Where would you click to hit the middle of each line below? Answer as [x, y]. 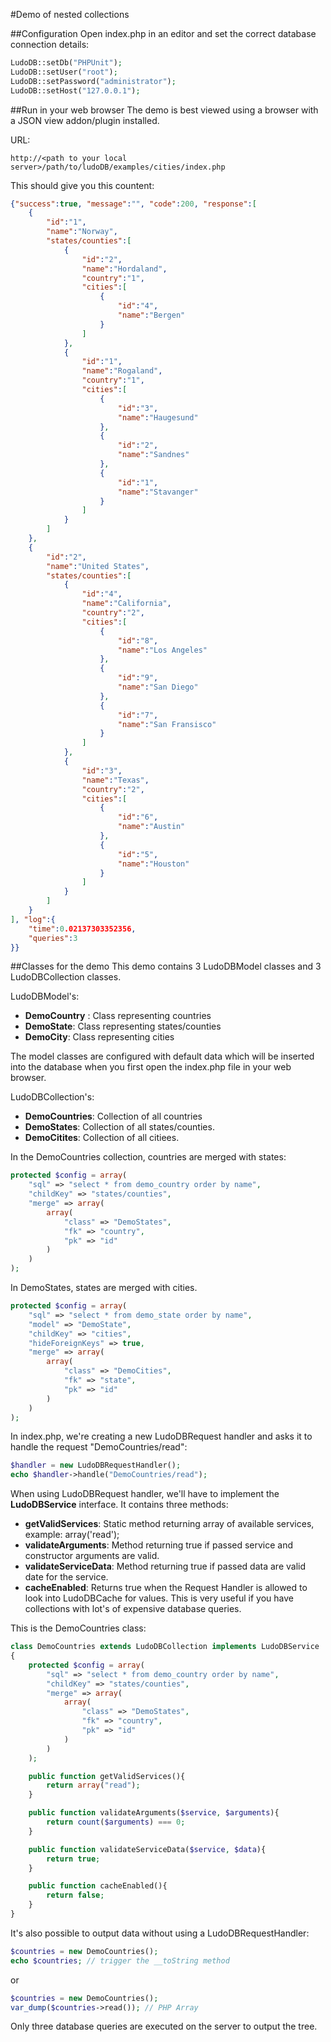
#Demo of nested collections [70, 14]
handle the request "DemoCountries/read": [99, 1447]
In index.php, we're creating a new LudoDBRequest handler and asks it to [161, 1436]
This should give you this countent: [82, 185]
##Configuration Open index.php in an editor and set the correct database [163, 33]
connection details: [50, 44]
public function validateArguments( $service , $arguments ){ [154, 1813]
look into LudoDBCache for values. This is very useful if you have [159, 1598]
